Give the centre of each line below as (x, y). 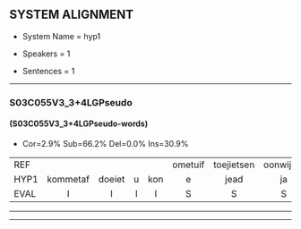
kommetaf (68, 179)
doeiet (112, 179)
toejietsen (234, 165)
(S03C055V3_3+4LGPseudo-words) (79, 123)
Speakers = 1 (46, 54)
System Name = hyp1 (61, 36)
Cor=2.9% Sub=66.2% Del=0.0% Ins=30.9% (105, 143)
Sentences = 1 (48, 71)
